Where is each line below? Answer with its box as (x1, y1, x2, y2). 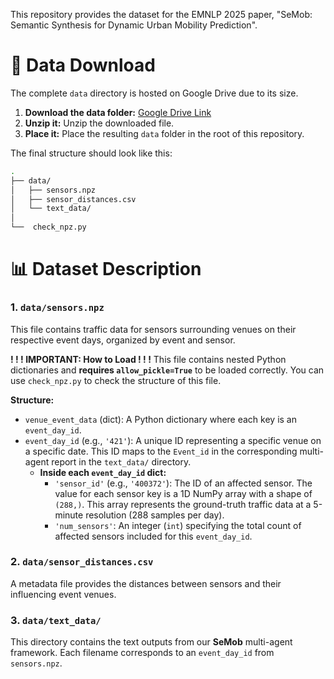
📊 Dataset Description (10, 258, 202, 281)
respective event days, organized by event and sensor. (10, 334, 236, 346)
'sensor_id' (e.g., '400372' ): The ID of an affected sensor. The (54, 477, 313, 489)
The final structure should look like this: (10, 147, 173, 159)
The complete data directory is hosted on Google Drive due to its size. (10, 87, 299, 99)
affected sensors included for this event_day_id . (54, 530, 253, 542)
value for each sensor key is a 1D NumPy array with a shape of (54, 487, 313, 499)
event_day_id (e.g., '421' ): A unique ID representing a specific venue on (24, 434, 322, 446)
